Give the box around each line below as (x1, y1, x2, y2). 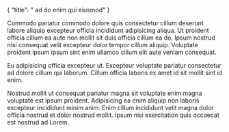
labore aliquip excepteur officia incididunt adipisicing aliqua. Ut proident (7, 27, 210, 34)
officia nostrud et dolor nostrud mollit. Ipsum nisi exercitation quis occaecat (7, 111, 220, 119)
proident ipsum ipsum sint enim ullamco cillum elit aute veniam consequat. (7, 48, 217, 56)
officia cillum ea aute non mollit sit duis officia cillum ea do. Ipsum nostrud (7, 34, 215, 42)
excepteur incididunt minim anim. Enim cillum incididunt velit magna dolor (7, 104, 214, 111)
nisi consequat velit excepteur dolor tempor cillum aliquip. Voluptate (7, 41, 198, 49)
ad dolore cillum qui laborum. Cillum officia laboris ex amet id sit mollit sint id (7, 68, 223, 77)
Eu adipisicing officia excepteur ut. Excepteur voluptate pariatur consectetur (7, 62, 222, 69)
